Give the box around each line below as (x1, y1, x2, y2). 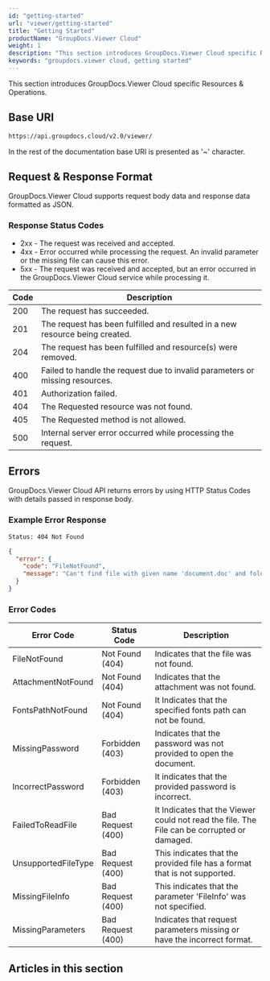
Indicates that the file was (154, 648, 252, 660)
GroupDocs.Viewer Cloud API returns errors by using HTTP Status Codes (8, 486, 251, 495)
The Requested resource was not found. (41, 400, 193, 412)
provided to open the (154, 748, 234, 760)
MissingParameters (12, 924, 86, 935)
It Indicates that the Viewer (154, 805, 256, 816)
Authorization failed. (41, 387, 118, 399)
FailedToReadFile (12, 819, 78, 830)
